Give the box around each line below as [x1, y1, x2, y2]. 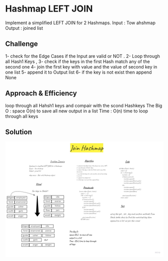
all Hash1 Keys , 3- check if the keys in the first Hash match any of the [5, 58, 150, 64]
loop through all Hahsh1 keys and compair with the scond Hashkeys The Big [5, 102, 162, 108]
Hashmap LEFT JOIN [5, 3, 93, 15]
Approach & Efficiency [5, 89, 77, 98]
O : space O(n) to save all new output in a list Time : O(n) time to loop [5, 108, 148, 114]
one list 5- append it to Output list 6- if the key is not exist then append [5, 69, 152, 75]
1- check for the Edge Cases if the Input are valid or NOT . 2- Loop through [5, 53, 160, 59]
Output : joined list [5, 25, 43, 31]
